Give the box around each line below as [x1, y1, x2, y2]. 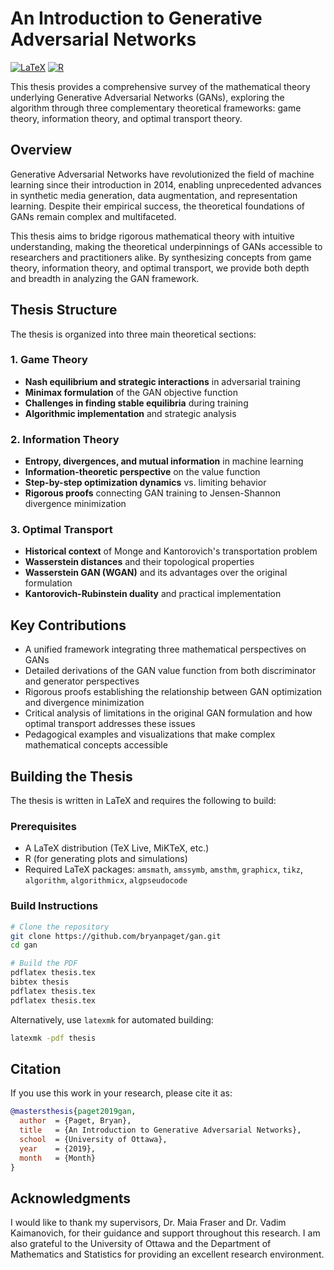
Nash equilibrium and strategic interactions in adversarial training [24, 375, 301, 387]
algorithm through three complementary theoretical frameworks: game [10, 102, 302, 114]
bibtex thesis [10, 977, 70, 987]
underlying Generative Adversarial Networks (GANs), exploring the [10, 91, 285, 103]
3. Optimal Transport [10, 523, 113, 537]
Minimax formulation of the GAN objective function [24, 386, 239, 398]
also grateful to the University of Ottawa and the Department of [10, 1238, 272, 1250]
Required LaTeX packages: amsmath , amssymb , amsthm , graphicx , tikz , [24, 863, 304, 876]
